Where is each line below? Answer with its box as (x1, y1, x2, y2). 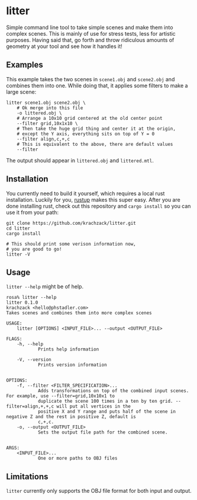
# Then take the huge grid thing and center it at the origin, (17, 126, 176, 132)
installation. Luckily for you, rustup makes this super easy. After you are (6, 196, 180, 203)
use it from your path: (6, 209, 59, 216)
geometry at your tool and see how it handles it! (6, 43, 122, 50)
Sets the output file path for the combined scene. (37, 429, 168, 435)
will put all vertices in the (56, 403, 131, 410)
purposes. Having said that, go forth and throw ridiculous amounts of (6, 36, 175, 43)
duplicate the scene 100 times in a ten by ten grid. (37, 399, 173, 405)
